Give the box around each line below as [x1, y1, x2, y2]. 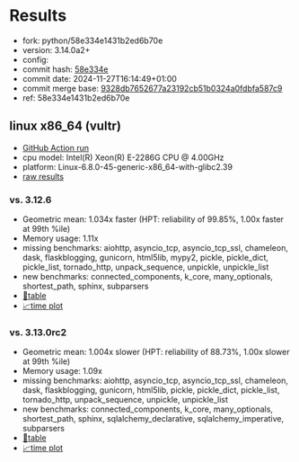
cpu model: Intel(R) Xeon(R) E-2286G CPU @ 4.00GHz [22, 152, 224, 163]
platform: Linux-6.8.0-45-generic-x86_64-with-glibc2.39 [22, 161, 233, 172]
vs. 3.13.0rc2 [9, 325, 67, 338]
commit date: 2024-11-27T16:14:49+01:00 [22, 73, 178, 84]
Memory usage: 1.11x [22, 233, 99, 244]
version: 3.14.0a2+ [22, 44, 91, 55]
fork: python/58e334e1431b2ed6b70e [22, 35, 163, 46]
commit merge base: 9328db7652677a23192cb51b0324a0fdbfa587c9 [22, 83, 283, 93]
